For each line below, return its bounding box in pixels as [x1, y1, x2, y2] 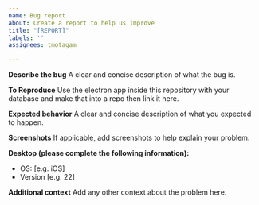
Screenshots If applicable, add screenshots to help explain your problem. [8, 133, 250, 143]
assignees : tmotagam [8, 41, 77, 49]
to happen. [8, 118, 44, 127]
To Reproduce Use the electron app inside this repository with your [8, 85, 230, 95]
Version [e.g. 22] [19, 172, 76, 182]
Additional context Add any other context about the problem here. [8, 188, 227, 197]
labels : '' [8, 33, 45, 42]
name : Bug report [8, 11, 66, 20]
